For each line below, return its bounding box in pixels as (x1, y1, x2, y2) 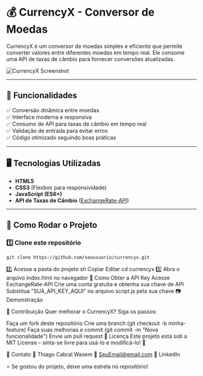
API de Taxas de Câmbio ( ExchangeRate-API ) (14, 196, 129, 204)
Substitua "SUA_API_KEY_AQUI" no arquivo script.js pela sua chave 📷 (6, 287, 181, 295)
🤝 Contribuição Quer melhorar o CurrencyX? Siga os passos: (6, 308, 157, 315)
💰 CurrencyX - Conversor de (6, 5, 155, 19)
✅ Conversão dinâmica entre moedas (6, 106, 100, 113)
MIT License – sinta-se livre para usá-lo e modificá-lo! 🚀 (6, 339, 146, 346)
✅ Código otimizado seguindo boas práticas (6, 133, 117, 141)
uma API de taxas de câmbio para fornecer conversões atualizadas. (6, 55, 175, 62)
